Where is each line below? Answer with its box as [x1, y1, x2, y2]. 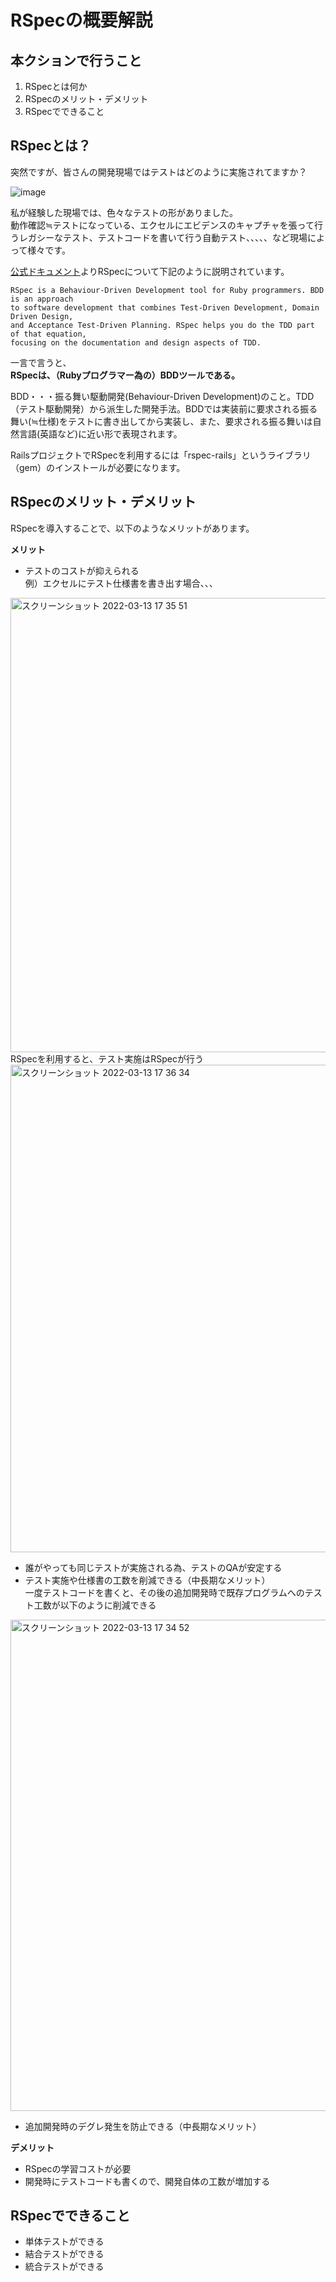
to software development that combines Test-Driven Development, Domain [10, 302, 320, 313]
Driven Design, [10, 311, 74, 321]
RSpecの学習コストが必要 [24, 2162, 132, 2175]
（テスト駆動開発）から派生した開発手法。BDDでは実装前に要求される [10, 402, 301, 415]
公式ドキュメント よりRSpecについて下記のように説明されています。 [10, 265, 290, 277]
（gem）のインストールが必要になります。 [10, 461, 186, 473]
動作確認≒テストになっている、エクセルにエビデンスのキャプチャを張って [10, 219, 315, 231]
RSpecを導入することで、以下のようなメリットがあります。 [10, 522, 255, 534]
